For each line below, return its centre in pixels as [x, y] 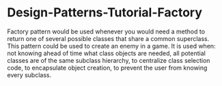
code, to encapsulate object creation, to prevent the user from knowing [107, 68]
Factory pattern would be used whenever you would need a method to [106, 31]
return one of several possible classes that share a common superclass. [108, 38]
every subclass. [29, 75]
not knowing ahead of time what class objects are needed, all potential [107, 53]
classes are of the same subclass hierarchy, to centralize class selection [109, 60]
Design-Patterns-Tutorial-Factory [105, 13]
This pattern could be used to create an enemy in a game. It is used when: [112, 46]
